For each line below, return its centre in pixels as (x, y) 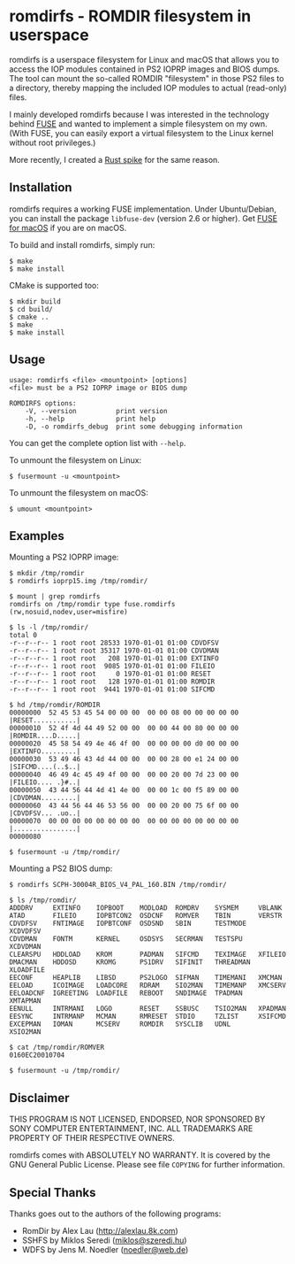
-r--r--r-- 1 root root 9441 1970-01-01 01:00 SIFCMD (112, 690)
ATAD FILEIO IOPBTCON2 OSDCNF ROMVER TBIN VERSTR (146, 916)
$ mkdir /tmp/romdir (47, 574)
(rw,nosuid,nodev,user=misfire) (68, 613)
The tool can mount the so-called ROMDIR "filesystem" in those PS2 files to (147, 78)
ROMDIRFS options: (43, 403)
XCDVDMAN (25, 947)
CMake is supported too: (54, 285)
